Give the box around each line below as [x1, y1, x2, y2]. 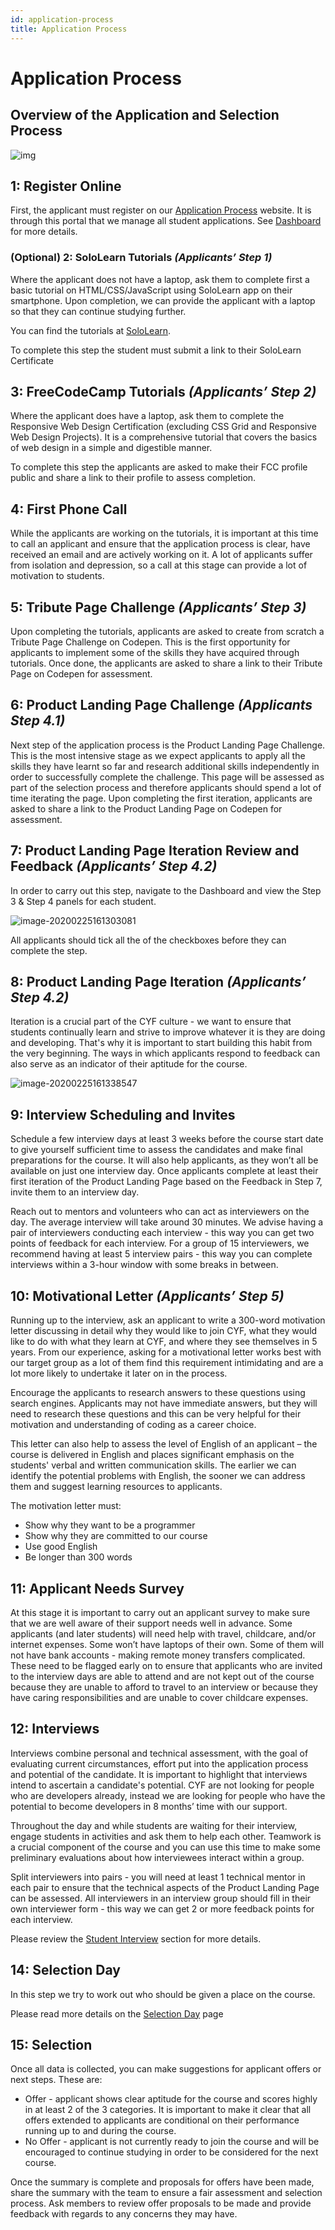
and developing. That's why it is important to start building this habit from [10, 1037, 313, 1049]
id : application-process [10, 14, 114, 25]
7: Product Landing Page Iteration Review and [10, 842, 300, 860]
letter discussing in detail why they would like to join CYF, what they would [10, 1325, 318, 1337]
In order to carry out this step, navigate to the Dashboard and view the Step [10, 884, 322, 896]
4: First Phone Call [10, 501, 128, 518]
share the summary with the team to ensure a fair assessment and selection [10, 2187, 323, 2199]
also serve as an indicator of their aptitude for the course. [10, 1058, 248, 1070]
